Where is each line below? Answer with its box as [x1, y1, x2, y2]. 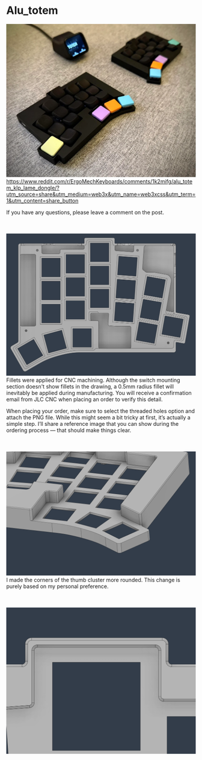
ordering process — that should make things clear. [6, 426, 132, 434]
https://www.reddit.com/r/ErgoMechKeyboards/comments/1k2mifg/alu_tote [6, 177, 193, 185]
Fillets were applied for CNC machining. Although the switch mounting [6, 376, 180, 384]
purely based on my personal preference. [6, 583, 109, 590]
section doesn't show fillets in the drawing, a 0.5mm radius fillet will [6, 382, 174, 390]
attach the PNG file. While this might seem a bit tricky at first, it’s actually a [6, 414, 191, 421]
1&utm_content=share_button [6, 197, 79, 204]
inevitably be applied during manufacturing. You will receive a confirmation [6, 389, 192, 396]
